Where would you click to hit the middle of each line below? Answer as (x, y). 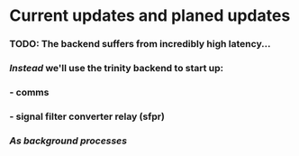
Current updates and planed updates (150, 16)
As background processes (68, 141)
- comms (29, 92)
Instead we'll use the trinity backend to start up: (117, 69)
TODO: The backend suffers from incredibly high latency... (140, 44)
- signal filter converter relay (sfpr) (87, 116)
